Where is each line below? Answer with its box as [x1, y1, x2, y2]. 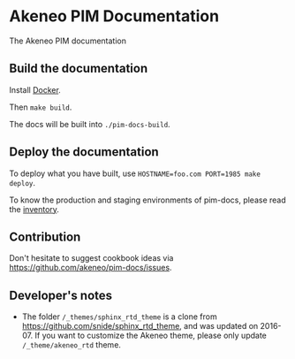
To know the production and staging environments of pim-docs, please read [9, 195, 287, 205]
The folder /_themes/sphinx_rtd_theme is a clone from [21, 311, 218, 322]
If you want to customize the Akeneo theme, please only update [34, 330, 268, 341]
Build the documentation [9, 61, 148, 76]
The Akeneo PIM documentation [9, 35, 126, 46]
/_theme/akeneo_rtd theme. [21, 340, 122, 350]
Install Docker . [9, 84, 62, 95]
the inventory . [9, 203, 60, 214]
